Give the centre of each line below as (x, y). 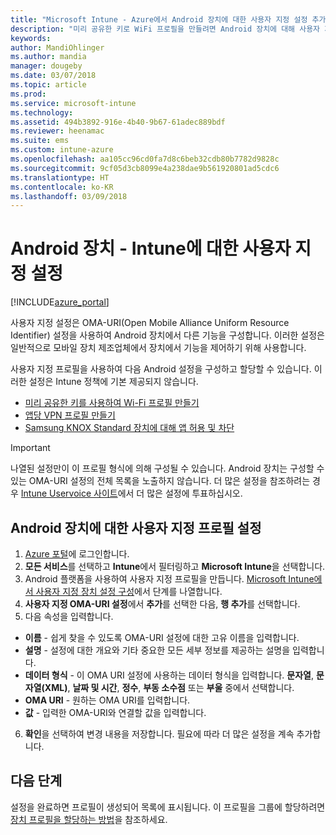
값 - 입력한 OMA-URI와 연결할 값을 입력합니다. (115, 712)
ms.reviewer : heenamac (57, 131)
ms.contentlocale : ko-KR (62, 187)
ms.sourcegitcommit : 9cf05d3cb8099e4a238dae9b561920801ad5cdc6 (145, 168)
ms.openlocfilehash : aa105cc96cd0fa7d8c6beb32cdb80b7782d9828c (145, 159)
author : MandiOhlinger (57, 47)
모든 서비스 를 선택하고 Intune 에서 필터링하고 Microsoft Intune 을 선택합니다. (175, 566)
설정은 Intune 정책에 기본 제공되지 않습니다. (113, 382)
